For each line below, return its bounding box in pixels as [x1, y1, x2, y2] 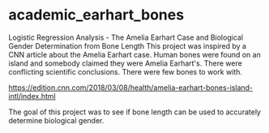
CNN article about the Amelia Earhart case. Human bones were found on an [8, 49, 261, 59]
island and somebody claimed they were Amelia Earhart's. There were [8, 58, 243, 68]
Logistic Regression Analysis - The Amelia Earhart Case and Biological [8, 32, 244, 42]
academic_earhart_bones [8, 6, 185, 24]
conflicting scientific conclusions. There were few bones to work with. [8, 66, 243, 76]
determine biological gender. [8, 115, 105, 125]
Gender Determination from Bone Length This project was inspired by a [8, 41, 247, 50]
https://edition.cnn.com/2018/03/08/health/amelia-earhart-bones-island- [8, 83, 254, 92]
